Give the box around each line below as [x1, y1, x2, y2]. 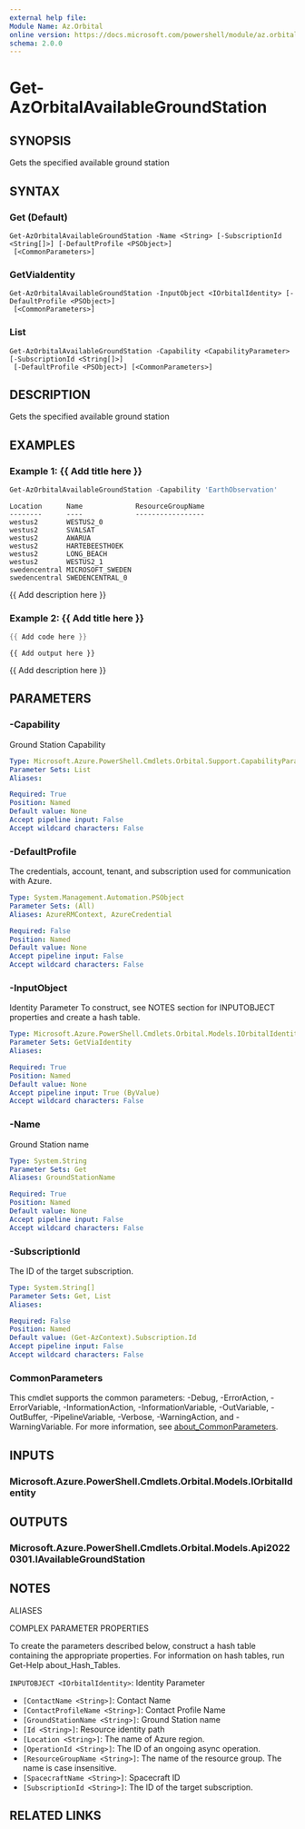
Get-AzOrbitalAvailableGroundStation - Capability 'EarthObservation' [9, 485, 279, 495]
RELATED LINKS [9, 1808, 102, 1824]
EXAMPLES [9, 437, 75, 452]
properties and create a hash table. [9, 1012, 141, 1023]
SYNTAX [9, 184, 61, 199]
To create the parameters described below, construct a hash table [9, 1640, 257, 1651]
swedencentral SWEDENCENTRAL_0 [9, 573, 128, 582]
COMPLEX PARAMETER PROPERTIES [9, 1623, 150, 1634]
